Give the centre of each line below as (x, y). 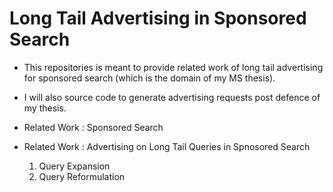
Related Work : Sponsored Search (93, 127)
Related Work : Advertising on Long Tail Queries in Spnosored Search (167, 146)
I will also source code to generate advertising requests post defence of (172, 97)
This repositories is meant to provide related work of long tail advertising (173, 67)
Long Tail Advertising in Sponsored (158, 18)
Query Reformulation (82, 176)
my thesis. (45, 108)
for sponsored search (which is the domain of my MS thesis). (149, 78)
